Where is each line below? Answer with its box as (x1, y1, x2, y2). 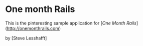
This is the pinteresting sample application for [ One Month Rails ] (5, 20, 138, 26)
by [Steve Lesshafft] (5, 35, 47, 41)
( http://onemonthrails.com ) (5, 25, 61, 31)
